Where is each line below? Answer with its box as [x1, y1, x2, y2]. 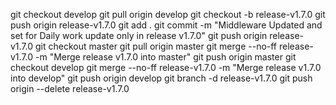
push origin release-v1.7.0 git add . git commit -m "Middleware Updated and [10, 19, 323, 31]
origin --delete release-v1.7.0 [10, 83, 130, 94]
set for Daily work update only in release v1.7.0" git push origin [10, 30, 268, 41]
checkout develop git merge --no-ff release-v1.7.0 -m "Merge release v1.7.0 [10, 62, 322, 73]
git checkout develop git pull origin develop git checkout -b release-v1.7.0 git [10, 9, 326, 20]
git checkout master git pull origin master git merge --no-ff [35, 40, 278, 52]
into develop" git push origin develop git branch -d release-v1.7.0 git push [10, 72, 313, 84]
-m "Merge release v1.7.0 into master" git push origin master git [35, 51, 297, 63]
